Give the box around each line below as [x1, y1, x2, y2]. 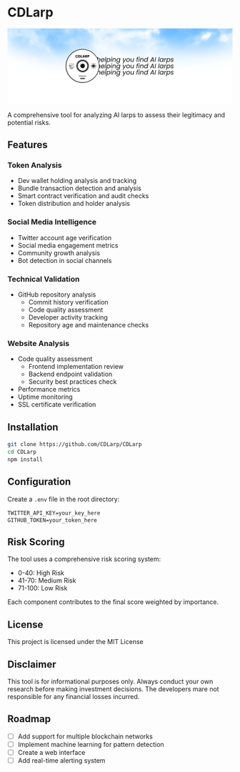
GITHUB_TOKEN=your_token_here [7, 516, 98, 524]
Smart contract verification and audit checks [17, 192, 149, 200]
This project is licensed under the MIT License [7, 638, 144, 646]
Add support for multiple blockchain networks [17, 732, 154, 741]
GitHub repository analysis [17, 290, 96, 299]
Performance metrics [17, 385, 81, 394]
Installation [7, 421, 59, 433]
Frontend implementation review [28, 362, 124, 371]
